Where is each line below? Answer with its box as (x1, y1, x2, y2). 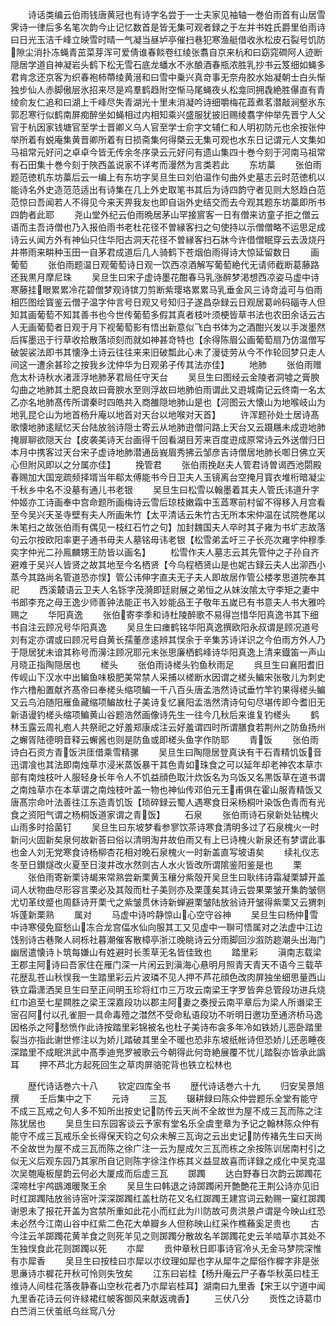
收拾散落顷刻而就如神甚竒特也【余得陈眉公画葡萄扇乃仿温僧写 (71, 334, 326, 345)
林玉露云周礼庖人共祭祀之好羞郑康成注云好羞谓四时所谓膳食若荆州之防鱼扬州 (10, 721, 326, 733)
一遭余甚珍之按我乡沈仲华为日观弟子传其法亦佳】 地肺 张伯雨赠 (27, 359, 322, 370)
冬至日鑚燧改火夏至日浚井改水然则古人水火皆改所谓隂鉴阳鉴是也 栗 (10, 859, 302, 870)
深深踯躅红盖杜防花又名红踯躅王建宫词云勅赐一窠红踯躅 (97, 1193, 326, 1204)
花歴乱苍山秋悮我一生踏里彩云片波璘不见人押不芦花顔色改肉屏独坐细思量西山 (10, 971, 326, 983)
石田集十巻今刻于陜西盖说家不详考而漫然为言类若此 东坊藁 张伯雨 (18, 159, 322, 170)
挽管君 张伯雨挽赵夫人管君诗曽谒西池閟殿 (134, 459, 322, 470)
